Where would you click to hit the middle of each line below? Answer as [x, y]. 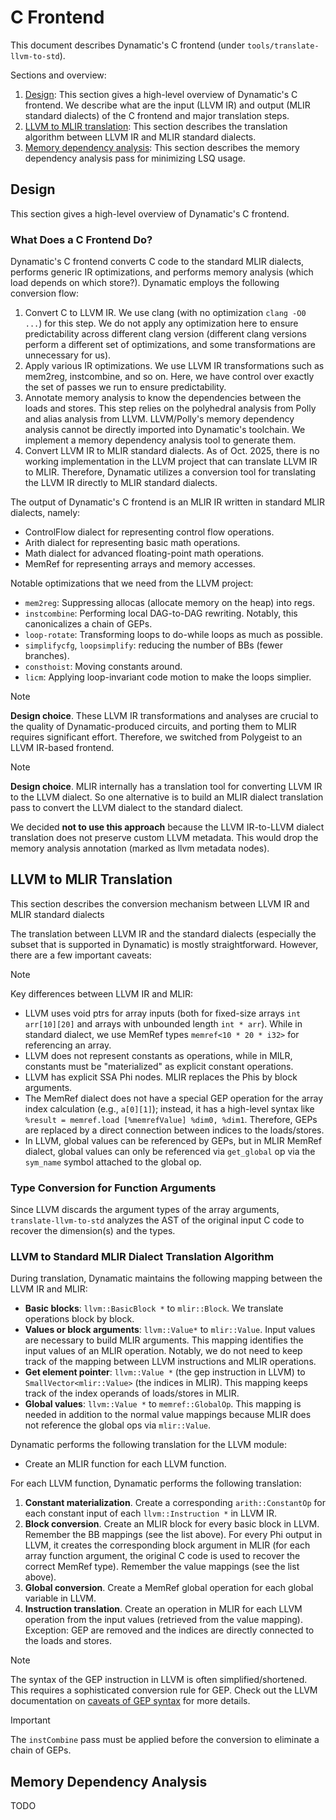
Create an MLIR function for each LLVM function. [125, 1464]
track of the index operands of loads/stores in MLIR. [132, 1393]
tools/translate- [283, 46]
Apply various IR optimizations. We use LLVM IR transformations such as [174, 366]
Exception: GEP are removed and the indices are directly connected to [169, 1630]
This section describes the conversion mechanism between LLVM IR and [160, 903]
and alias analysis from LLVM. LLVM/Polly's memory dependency [159, 419]
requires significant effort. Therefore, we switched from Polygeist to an [156, 737]
